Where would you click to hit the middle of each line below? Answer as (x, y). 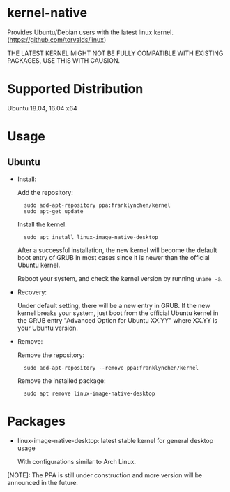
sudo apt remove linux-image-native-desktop (90, 393)
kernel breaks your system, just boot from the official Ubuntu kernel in (118, 313)
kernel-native (47, 13)
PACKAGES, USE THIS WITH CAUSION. (64, 60)
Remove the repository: (51, 355)
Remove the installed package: (61, 381)
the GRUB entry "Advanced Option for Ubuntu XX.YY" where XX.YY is (117, 320)
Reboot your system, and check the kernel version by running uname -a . (120, 278)
